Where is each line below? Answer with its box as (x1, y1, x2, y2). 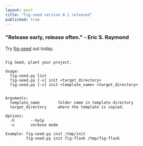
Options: (5, 113, 24, 118)
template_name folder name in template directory (10, 100, 134, 105)
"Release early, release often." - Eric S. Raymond (5, 34, 129, 41)
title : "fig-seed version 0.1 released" (5, 12, 93, 17)
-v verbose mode (10, 122, 58, 128)
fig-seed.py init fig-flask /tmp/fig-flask (26, 136, 120, 141)
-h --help (10, 118, 44, 123)
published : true (5, 17, 40, 22)
